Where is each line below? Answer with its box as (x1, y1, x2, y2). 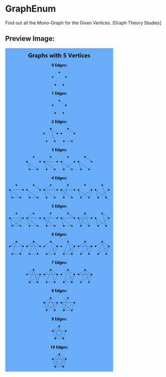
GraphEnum (5, 3, 56, 15)
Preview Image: (5, 34, 55, 43)
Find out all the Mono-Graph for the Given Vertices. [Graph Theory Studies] (5, 20, 162, 26)
